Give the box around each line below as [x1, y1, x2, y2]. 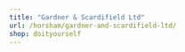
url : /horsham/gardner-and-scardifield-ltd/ [9, 21, 177, 30]
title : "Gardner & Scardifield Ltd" [9, 12, 145, 22]
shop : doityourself [9, 29, 82, 38]
